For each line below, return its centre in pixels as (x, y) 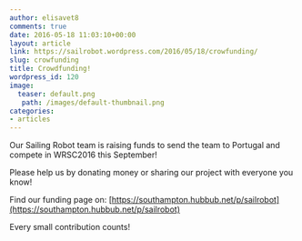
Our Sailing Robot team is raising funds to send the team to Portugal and (145, 146)
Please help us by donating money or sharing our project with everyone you (151, 173)
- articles (30, 119)
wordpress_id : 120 (44, 77)
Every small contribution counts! (70, 227)
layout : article (40, 43)
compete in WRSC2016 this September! (83, 155)
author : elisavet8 (44, 18)
